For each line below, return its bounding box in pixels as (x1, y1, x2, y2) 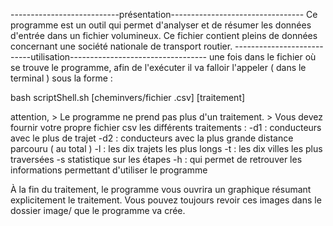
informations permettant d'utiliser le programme (10, 164, 208, 176)
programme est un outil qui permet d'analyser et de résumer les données (10, 19, 312, 31)
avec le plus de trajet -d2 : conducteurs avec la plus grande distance (10, 132, 294, 144)
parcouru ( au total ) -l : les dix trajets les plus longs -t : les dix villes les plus (10, 143, 323, 154)
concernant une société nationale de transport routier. (10, 40, 233, 52)
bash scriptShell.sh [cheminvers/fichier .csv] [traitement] (10, 92, 246, 103)
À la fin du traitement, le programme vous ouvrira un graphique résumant (10, 184, 312, 195)
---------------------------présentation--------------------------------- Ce (10, 9, 318, 20)
